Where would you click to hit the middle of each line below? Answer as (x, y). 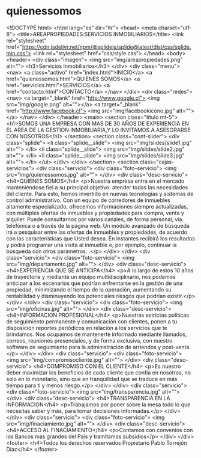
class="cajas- (157, 162)
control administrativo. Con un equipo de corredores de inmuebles (88, 200)
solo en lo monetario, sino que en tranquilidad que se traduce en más (92, 379)
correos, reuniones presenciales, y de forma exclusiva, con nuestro (89, 340)
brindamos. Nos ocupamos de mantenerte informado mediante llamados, (97, 334)
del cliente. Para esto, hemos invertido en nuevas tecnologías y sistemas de (100, 194)
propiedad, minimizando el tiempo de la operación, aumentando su (89, 289)
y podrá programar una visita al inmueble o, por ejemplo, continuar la (91, 245)
